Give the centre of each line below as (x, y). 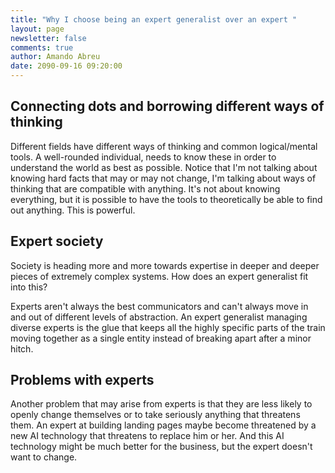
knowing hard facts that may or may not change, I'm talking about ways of (163, 178)
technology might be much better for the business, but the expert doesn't (161, 447)
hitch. (22, 348)
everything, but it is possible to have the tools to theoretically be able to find (166, 199)
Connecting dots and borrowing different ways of (167, 106)
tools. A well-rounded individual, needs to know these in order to (143, 157)
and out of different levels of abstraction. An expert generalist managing (159, 317)
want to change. (44, 457)
